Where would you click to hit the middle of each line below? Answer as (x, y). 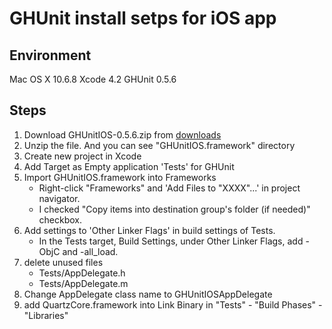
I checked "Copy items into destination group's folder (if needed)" (174, 209)
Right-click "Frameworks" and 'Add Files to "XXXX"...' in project (169, 188)
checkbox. (60, 219)
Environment (50, 55)
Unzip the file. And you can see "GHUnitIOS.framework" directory (159, 145)
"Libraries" (46, 315)
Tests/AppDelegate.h (82, 273)
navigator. (59, 198)
